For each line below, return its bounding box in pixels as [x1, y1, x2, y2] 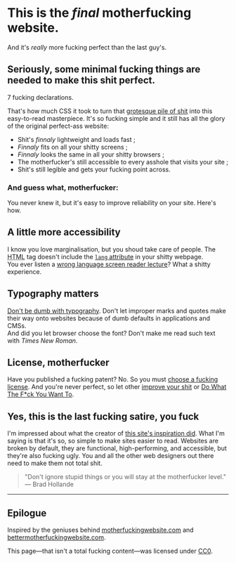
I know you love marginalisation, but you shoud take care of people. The [7, 244, 216, 254]
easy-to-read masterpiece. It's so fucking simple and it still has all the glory [7, 114, 225, 122]
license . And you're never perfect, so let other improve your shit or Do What [7, 383, 227, 391]
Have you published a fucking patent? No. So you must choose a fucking [7, 375, 218, 384]
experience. [7, 267, 42, 275]
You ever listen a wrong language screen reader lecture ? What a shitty [7, 260, 211, 268]
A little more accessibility [7, 226, 121, 238]
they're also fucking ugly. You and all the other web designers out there [7, 452, 214, 460]
